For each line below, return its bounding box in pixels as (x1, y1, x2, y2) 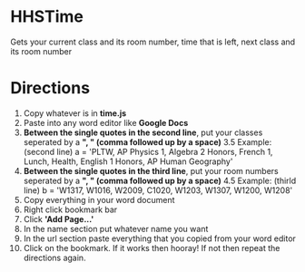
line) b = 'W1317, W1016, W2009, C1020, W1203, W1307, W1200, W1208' (23, 184, 293, 196)
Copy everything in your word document (23, 194, 175, 205)
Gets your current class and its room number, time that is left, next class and (10, 36, 296, 47)
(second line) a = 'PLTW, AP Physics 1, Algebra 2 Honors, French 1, (23, 146, 273, 157)
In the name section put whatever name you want (23, 223, 209, 234)
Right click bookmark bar (23, 204, 118, 215)
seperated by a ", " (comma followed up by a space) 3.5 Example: (23, 136, 272, 147)
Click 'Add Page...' (23, 213, 94, 224)
